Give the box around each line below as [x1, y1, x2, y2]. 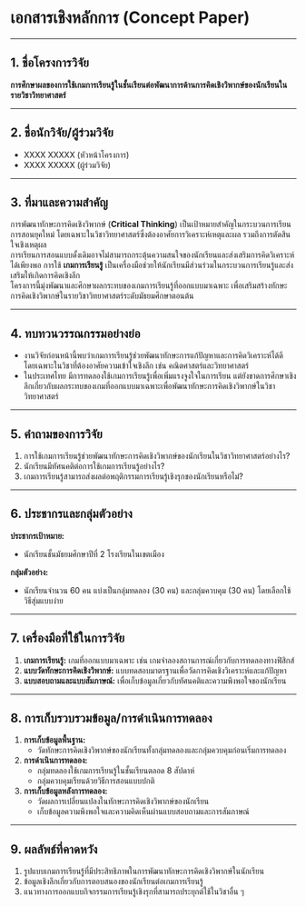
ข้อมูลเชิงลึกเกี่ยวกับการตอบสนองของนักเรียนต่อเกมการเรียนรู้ [23, 876, 203, 887]
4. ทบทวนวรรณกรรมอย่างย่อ [10, 325, 141, 341]
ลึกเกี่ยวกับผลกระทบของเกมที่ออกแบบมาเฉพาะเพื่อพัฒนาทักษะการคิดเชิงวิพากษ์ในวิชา [23, 381, 276, 392]
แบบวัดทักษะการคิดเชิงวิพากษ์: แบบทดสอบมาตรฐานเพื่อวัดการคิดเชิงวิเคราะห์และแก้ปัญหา [23, 664, 287, 675]
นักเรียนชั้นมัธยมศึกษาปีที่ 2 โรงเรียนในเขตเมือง [23, 548, 164, 559]
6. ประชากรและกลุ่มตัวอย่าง [10, 506, 133, 522]
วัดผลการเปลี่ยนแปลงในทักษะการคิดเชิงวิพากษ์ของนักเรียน [36, 796, 210, 807]
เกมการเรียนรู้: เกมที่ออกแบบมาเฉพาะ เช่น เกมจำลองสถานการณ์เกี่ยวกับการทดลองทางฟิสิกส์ [23, 654, 295, 665]
